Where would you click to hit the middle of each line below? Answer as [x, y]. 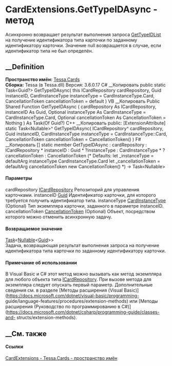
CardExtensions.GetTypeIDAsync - [81, 9]
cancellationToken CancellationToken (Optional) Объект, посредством [80, 211]
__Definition [25, 67]
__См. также [26, 333]
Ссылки [14, 347]
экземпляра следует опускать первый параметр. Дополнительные [79, 285]
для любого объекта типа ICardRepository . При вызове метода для [78, 279]
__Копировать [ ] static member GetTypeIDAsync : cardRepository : [76, 145]
